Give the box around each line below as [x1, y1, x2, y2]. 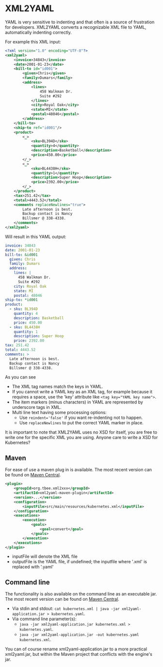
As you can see [5, 374, 36, 380]
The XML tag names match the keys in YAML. [12, 383, 103, 390]
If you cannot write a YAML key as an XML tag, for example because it [12, 389, 153, 395]
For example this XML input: [5, 38, 61, 44]
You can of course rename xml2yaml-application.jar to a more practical [5, 646, 147, 652]
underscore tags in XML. [12, 404, 62, 410]
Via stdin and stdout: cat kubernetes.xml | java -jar [12, 606, 120, 611]
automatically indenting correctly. [5, 29, 72, 35]
